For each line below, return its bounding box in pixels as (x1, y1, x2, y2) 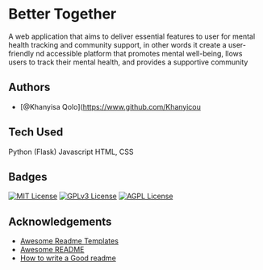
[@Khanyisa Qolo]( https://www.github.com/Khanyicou (19, 102, 202, 111)
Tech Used (8, 126, 64, 139)
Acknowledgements (8, 214, 112, 228)
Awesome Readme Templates (19, 236, 119, 246)
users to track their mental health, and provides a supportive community (8, 57, 248, 67)
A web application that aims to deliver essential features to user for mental (8, 31, 256, 41)
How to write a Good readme (19, 253, 117, 263)
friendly (8, 48, 35, 58)
